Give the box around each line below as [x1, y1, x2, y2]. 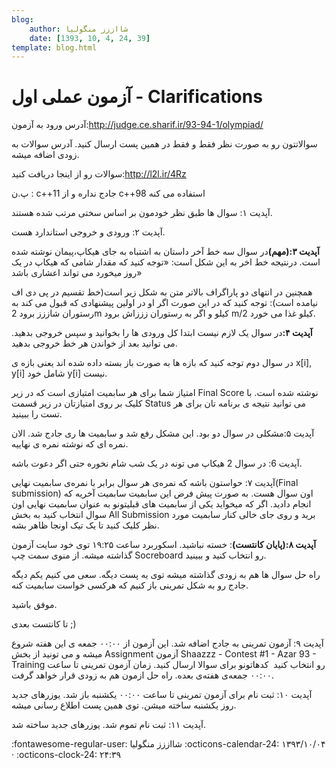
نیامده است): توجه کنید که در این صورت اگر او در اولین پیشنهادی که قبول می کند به [11, 297, 319, 309]
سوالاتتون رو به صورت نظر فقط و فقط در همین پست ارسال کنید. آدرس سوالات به [11, 138, 318, 150]
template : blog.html [11, 42, 98, 53]
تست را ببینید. [11, 408, 63, 420]
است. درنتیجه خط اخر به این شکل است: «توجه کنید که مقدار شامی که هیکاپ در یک [11, 256, 321, 268]
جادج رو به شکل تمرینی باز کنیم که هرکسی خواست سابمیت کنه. [11, 579, 249, 591]
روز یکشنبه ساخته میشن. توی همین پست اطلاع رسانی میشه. [11, 699, 237, 711]
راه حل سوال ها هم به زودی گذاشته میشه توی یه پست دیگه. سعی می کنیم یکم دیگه [11, 569, 321, 581]
